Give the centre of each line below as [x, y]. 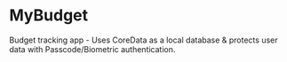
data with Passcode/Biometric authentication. [92, 49]
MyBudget [49, 15]
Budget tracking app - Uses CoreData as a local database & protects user [143, 40]
